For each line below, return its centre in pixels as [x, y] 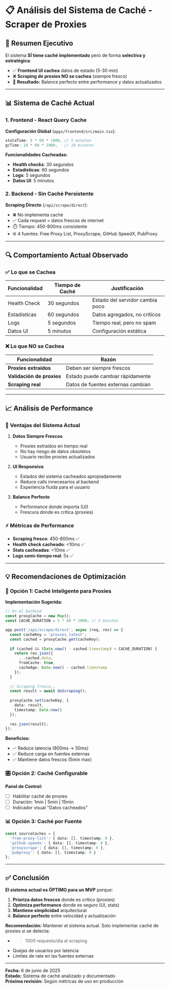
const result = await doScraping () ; [48, 691]
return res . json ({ [34, 653]
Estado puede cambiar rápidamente [108, 376]
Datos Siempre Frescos [37, 436]
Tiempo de [67, 285]
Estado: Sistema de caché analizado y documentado [60, 976]
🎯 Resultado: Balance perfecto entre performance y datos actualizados [87, 82]
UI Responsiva [28, 467]
